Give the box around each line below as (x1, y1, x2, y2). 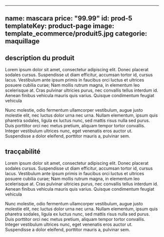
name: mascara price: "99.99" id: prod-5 (5, 14, 133, 22)
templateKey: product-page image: (5, 22, 115, 30)
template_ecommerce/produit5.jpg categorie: (5, 30, 147, 38)
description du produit (5, 54, 75, 62)
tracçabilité (5, 147, 41, 156)
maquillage (5, 37, 40, 45)
